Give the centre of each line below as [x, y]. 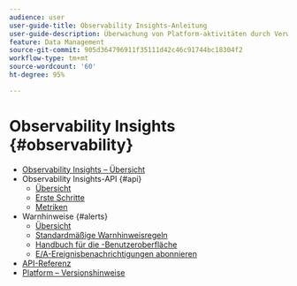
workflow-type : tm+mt [49, 58]
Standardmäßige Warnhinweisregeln [101, 235]
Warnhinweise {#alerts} [65, 216]
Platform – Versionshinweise [73, 272]
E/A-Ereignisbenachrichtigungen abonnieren [116, 253]
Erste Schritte [60, 197]
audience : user [37, 17]
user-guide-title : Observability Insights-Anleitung [108, 26]
